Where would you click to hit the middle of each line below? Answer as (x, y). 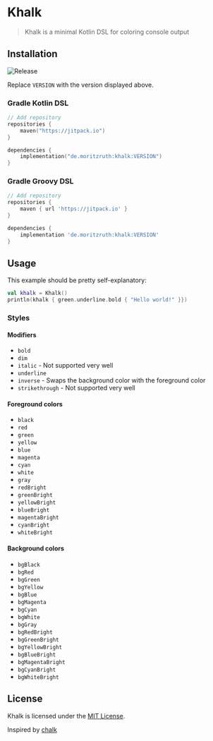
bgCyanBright (37, 670)
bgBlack (29, 565)
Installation (32, 54)
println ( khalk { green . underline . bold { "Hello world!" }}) (98, 300)
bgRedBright (35, 632)
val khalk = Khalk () (38, 294)
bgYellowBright (40, 647)
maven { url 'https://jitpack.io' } (74, 209)
